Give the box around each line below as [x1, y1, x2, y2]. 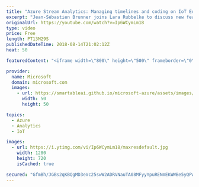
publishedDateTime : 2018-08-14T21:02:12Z [6, 42, 110, 48]
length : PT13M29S [6, 36, 49, 42]
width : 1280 [17, 150, 46, 156]
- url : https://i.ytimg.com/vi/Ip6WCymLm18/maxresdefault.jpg [11, 145, 168, 150]
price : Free [6, 31, 36, 37]
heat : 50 [6, 47, 28, 53]
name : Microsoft [11, 74, 52, 80]
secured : [6, 172, 28, 178]
